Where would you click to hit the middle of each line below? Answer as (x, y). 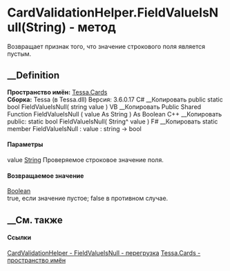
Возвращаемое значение (46, 175)
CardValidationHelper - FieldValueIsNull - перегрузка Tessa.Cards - (104, 252)
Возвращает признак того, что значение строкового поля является (106, 46)
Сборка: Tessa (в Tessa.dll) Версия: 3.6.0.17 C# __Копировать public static (115, 99)
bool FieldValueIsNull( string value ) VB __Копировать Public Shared (104, 107)
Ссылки (19, 238)
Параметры (25, 144)
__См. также (35, 220)
